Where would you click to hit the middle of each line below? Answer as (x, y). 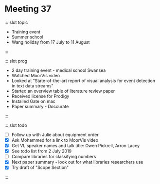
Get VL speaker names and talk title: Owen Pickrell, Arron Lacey (75, 146)
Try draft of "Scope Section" (40, 167)
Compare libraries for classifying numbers (54, 157)
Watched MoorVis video (36, 75)
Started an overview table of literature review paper (63, 91)
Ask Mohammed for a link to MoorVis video (55, 140)
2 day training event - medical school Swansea (59, 70)
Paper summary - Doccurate (40, 106)
